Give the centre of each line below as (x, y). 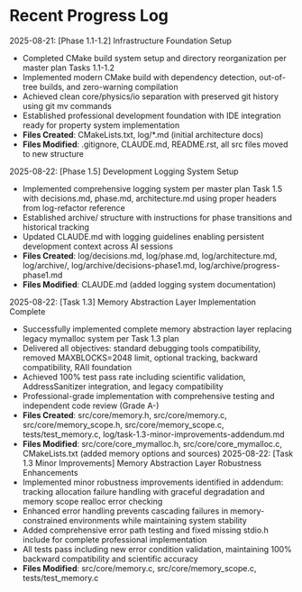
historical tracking (56, 227)
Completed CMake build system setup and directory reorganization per (154, 58)
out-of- (273, 77)
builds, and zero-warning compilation (109, 87)
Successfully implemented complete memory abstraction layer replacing (157, 329)
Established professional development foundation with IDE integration (151, 115)
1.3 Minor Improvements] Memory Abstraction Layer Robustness (142, 463)
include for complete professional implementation (114, 539)
